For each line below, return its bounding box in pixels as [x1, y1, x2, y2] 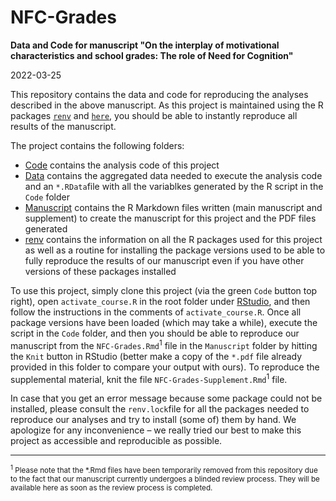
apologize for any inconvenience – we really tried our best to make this [10, 424, 302, 436]
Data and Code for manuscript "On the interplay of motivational [10, 39, 280, 51]
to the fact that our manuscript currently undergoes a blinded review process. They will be [10, 474, 320, 485]
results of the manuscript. [10, 120, 117, 132]
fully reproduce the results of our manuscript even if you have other [24, 254, 305, 266]
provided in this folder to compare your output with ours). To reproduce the [10, 361, 320, 373]
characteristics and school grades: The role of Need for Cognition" [10, 49, 294, 61]
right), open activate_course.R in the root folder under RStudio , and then [10, 295, 311, 307]
